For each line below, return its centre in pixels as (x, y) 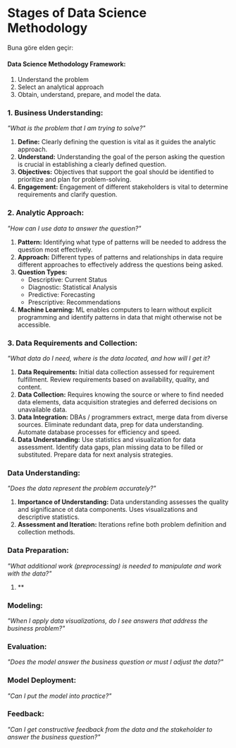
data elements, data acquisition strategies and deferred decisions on (117, 402)
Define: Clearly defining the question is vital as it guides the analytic (117, 142)
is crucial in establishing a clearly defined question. (92, 165)
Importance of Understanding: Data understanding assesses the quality (123, 502)
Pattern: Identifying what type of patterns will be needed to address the (122, 242)
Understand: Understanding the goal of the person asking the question (121, 157)
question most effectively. (55, 250)
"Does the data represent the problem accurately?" (82, 489)
